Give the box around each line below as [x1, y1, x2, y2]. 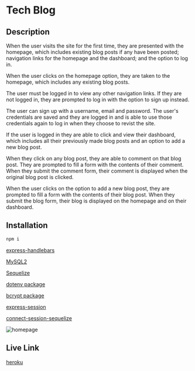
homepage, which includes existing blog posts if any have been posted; [6, 49, 179, 56]
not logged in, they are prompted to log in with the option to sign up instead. [6, 96, 190, 103]
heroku [6, 358, 23, 366]
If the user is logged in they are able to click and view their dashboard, [6, 131, 176, 138]
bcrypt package [6, 292, 45, 299]
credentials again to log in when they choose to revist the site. [6, 120, 156, 126]
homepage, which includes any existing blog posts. [6, 78, 130, 85]
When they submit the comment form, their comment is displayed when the [6, 167, 188, 174]
